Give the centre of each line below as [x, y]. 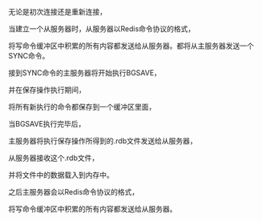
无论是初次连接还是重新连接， [57, 12]
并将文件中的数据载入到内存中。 [61, 175]
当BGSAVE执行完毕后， [47, 124]
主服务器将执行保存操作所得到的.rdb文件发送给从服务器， [103, 141]
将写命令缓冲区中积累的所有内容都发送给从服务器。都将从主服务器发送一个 [131, 46]
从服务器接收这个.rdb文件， [54, 158]
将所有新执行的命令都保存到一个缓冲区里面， [82, 107]
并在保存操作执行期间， [47, 90]
